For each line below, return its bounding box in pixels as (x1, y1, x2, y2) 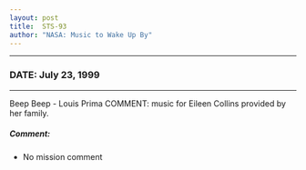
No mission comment (22, 151, 103, 162)
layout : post (9, 13, 59, 23)
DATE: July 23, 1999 (9, 69, 100, 82)
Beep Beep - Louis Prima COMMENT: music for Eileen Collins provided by (9, 97, 287, 109)
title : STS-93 (9, 22, 67, 31)
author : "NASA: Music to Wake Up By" (9, 30, 153, 39)
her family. (9, 107, 49, 118)
